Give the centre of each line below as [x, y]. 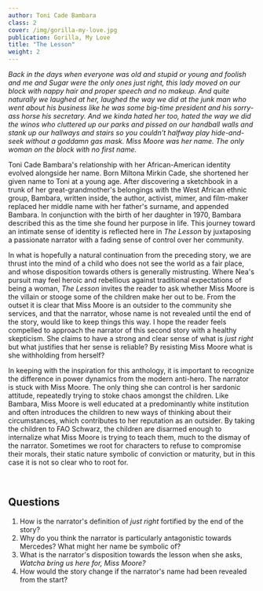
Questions [34, 503]
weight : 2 [24, 52]
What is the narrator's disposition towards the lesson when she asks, [131, 554]
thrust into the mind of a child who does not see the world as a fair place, [126, 263]
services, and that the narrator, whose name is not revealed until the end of [130, 314]
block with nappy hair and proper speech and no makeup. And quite [119, 91]
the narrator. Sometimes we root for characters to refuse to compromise [125, 446]
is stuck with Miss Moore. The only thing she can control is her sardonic [124, 387]
